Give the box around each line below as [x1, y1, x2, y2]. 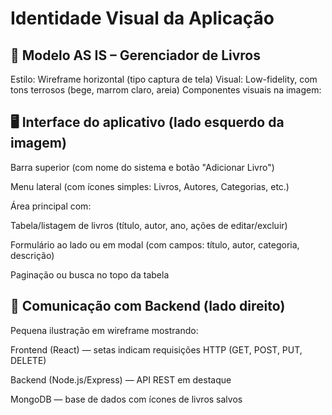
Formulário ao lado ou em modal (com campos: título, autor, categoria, [10, 238, 300, 251]
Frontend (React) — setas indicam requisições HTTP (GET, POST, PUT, [10, 343, 303, 356]
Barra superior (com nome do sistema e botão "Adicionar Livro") [10, 161, 275, 173]
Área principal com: [10, 200, 92, 212]
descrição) [10, 249, 55, 261]
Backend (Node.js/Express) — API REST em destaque [10, 373, 232, 386]
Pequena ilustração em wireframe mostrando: [10, 324, 199, 336]
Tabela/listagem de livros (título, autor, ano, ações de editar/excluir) [10, 219, 288, 231]
